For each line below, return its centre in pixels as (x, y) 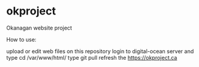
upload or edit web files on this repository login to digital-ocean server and (100, 51)
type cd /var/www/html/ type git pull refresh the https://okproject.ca (92, 57)
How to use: (21, 39)
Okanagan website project (39, 28)
